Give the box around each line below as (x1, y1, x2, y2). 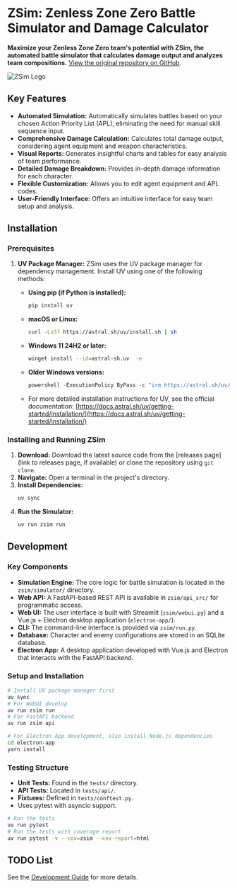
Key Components (7, 562, 68, 571)
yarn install (7, 746, 46, 753)
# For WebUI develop (7, 700, 68, 707)
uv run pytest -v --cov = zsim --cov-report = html (7, 834, 150, 842)
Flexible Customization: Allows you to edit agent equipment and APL (17, 179, 219, 188)
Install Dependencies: (17, 481, 83, 489)
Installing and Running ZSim (7, 434, 106, 444)
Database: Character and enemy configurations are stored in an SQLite (17, 630, 226, 639)
